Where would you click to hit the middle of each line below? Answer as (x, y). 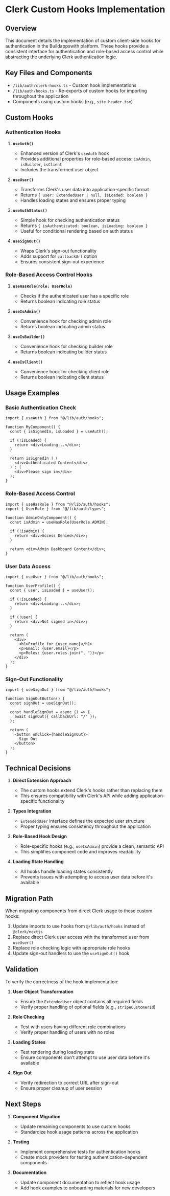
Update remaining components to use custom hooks (76, 1126)
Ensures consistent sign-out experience (62, 261)
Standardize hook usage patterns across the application (79, 1132)
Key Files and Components (49, 73)
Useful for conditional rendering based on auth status (77, 231)
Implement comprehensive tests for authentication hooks (80, 1152)
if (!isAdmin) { (27, 531)
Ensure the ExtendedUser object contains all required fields (81, 1001)
